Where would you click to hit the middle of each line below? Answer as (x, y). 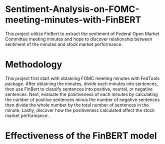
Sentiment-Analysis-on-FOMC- (72, 9)
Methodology (34, 65)
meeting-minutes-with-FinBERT (73, 20)
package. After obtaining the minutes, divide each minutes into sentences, (82, 83)
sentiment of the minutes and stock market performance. (64, 44)
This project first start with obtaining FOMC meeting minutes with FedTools (82, 78)
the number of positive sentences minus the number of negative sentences (82, 99)
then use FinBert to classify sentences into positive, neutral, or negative (79, 89)
